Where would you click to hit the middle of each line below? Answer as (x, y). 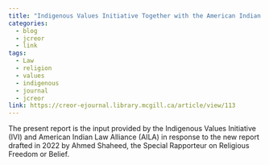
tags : (17, 53)
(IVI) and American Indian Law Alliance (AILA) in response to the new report (134, 137)
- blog (27, 31)
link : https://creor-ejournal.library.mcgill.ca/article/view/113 (122, 105)
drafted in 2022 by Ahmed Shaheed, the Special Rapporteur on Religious (129, 146)
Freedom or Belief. (39, 155)
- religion (34, 68)
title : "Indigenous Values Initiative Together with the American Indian (135, 16)
